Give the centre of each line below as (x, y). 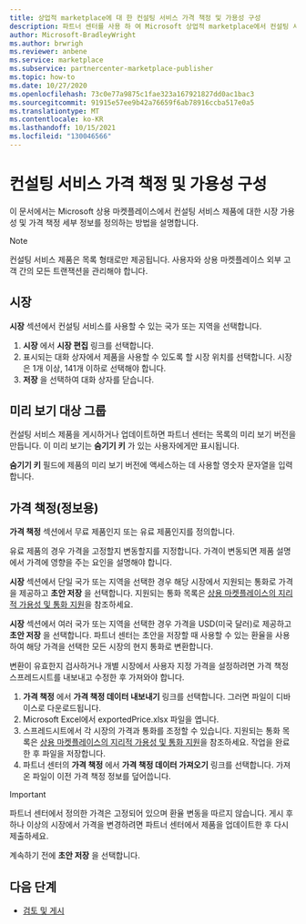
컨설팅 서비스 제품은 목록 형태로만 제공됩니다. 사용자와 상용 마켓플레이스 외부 (146, 259)
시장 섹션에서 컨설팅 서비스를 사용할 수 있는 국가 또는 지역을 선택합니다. (136, 326)
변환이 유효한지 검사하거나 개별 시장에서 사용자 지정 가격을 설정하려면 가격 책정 (149, 666)
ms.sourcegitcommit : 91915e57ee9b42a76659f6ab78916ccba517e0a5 (132, 102)
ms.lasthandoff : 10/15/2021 (63, 128)
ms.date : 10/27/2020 (49, 86)
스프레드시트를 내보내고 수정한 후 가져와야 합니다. (97, 677)
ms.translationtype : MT (55, 111)
